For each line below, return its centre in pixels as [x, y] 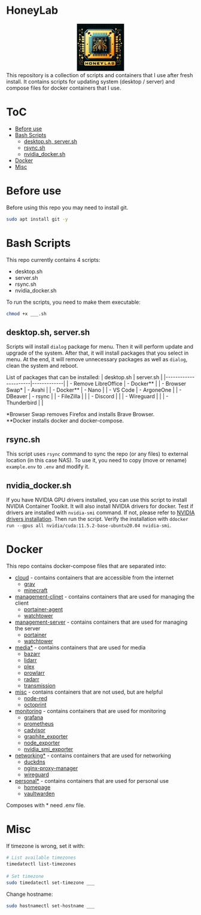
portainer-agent [43, 609]
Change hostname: [30, 894]
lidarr [30, 660]
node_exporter [42, 743]
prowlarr [34, 673]
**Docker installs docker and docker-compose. [65, 421]
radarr [31, 679]
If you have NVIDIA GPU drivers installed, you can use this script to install [97, 499]
